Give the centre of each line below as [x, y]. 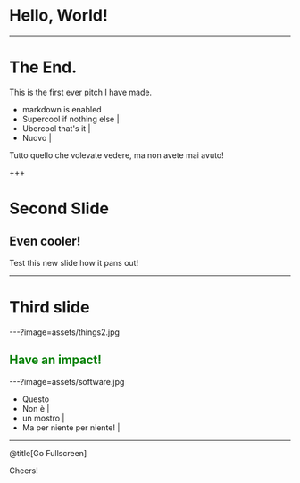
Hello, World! [59, 16]
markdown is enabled [62, 109]
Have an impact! [56, 360]
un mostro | [43, 418]
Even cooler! [45, 241]
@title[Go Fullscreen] [48, 453]
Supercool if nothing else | [71, 119]
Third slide [50, 308]
